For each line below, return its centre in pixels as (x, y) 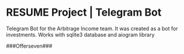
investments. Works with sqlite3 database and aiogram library (80, 34)
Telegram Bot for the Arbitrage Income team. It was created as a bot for (92, 28)
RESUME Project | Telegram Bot (84, 12)
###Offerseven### (29, 46)
